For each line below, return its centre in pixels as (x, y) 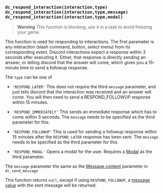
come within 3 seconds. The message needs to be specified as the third (83, 117)
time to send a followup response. (54, 68)
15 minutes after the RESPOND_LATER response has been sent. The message (85, 137)
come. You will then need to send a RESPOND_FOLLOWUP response (81, 97)
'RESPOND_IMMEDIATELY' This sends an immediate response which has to (84, 112)
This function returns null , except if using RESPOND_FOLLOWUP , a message (78, 180)
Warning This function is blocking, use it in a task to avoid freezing (85, 27)
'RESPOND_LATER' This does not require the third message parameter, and (84, 87)
